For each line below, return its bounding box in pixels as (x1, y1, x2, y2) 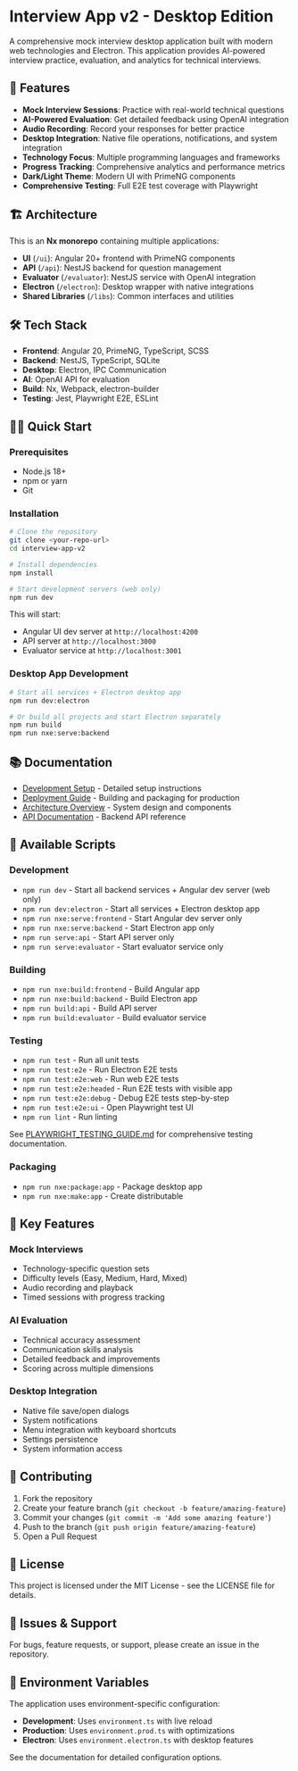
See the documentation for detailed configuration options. (9, 1752, 223, 1763)
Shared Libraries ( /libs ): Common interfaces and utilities (21, 290, 235, 301)
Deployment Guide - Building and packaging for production (21, 792, 240, 802)
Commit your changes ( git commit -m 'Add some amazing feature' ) (21, 1511, 272, 1523)
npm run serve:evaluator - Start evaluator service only (21, 941, 224, 952)
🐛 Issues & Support (9, 1616, 118, 1631)
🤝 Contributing (9, 1469, 93, 1484)
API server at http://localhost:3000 (21, 636, 156, 646)
